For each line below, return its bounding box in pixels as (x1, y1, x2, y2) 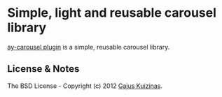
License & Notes (7, 63, 80, 75)
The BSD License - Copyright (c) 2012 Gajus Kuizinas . (7, 82, 163, 90)
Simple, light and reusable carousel (7, 5, 217, 21)
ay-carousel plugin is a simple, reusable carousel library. (7, 43, 170, 51)
